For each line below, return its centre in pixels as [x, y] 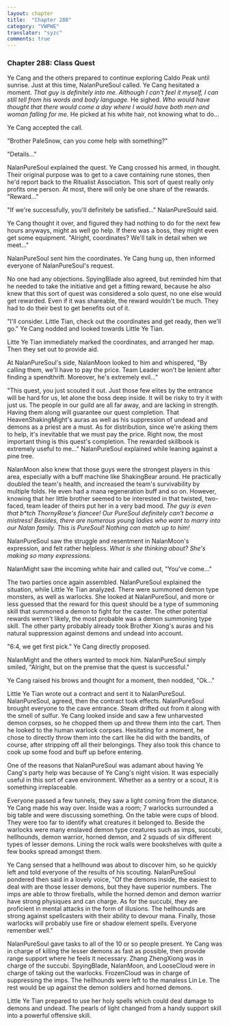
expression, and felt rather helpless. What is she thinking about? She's [107, 548]
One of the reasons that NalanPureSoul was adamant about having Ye [105, 765]
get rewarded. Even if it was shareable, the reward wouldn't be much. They [113, 301]
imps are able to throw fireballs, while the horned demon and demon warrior [114, 894]
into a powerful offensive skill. [49, 1016]
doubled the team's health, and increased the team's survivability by [104, 484]
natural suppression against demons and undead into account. [95, 633]
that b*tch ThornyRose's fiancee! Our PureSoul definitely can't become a [110, 513]
